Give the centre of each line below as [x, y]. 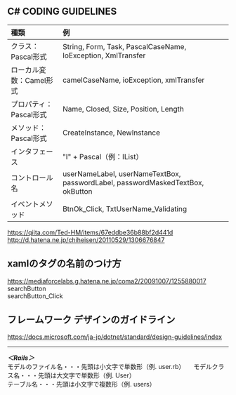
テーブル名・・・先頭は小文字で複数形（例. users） [81, 384]
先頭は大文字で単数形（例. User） [86, 375]
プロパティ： [32, 104]
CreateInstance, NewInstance [111, 133]
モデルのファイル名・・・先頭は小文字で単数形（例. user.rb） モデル [110, 367]
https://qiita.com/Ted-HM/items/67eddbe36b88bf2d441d [90, 232]
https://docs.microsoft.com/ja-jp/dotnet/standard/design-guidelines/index [115, 337]
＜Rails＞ [21, 358]
